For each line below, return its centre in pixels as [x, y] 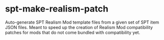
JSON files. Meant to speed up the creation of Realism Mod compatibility [79, 27]
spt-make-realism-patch [57, 9]
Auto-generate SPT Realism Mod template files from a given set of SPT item [82, 22]
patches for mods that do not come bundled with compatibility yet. [73, 32]
